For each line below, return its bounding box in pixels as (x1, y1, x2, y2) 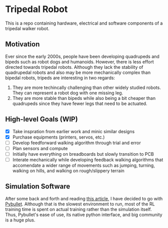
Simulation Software (5, 182, 70, 191)
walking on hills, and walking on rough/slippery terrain (12, 167, 124, 174)
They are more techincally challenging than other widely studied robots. (12, 84, 161, 90)
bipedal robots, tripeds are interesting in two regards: (5, 74, 115, 81)
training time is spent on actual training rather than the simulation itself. (5, 206, 152, 212)
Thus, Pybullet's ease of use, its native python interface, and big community (5, 211, 162, 217)
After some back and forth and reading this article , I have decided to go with (5, 195, 163, 201)
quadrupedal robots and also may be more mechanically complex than (5, 69, 151, 75)
